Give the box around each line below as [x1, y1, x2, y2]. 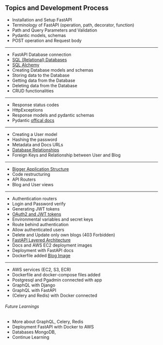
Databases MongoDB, [12, 329, 56, 335]
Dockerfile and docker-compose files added [12, 271, 100, 277]
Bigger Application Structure [12, 166, 69, 172]
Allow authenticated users [12, 227, 65, 232]
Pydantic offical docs [12, 117, 55, 123]
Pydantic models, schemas [12, 32, 66, 38]
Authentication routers [12, 195, 57, 201]
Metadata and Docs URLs [12, 141, 64, 148]
